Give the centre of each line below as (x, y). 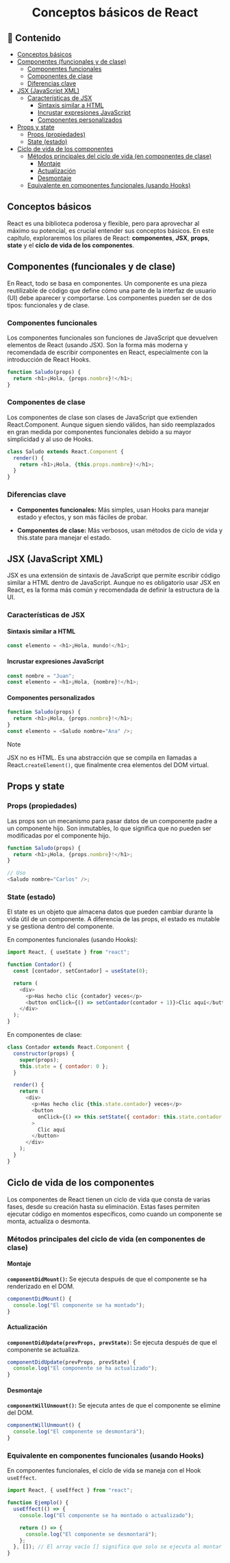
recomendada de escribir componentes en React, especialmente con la (108, 352)
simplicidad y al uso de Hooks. (50, 439)
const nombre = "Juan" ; (41, 676)
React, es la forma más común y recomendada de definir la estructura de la (113, 590)
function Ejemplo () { (38, 1503)
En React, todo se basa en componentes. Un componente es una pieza (107, 283)
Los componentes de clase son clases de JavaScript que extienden (102, 417)
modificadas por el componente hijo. (59, 835)
